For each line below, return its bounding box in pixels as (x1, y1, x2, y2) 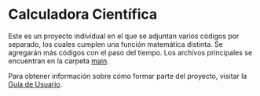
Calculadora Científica (8, 5, 158, 23)
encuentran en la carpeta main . (8, 56, 110, 66)
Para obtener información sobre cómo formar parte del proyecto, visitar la (8, 71, 247, 80)
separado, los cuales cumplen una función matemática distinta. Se (8, 39, 224, 48)
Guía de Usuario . (8, 80, 63, 89)
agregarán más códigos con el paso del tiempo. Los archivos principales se (8, 48, 253, 57)
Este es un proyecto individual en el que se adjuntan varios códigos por (8, 31, 240, 41)
